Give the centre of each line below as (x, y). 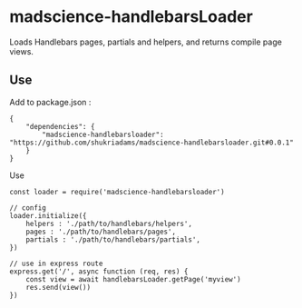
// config (28, 208)
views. (22, 51)
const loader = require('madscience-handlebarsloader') (117, 192)
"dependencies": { (60, 126)
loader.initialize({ (49, 215)
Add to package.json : (50, 102)
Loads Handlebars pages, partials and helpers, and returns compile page (146, 42)
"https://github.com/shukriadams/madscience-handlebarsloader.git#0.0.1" (152, 143)
